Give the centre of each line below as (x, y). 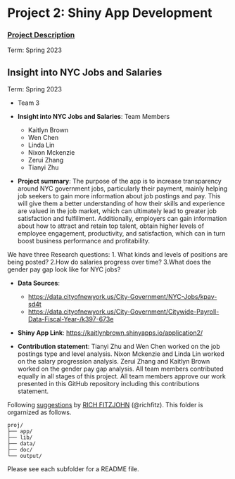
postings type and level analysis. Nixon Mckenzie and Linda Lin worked (121, 354)
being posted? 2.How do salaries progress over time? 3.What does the (109, 262)
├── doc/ (20, 450)
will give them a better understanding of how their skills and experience (121, 204)
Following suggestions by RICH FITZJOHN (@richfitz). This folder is (105, 405)
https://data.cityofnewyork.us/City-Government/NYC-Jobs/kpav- (122, 297)
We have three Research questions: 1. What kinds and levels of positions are (118, 255)
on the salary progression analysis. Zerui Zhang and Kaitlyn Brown (114, 362)
